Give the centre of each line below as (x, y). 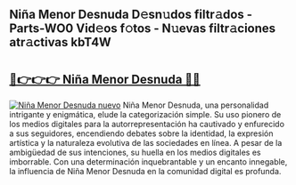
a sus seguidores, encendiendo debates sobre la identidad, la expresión (141, 133)
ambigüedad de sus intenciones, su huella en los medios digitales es (135, 152)
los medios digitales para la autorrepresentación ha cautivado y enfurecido (147, 124)
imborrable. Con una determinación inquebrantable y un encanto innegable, (148, 162)
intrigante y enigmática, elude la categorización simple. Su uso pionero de (145, 114)
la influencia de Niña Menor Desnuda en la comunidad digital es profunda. (145, 171)
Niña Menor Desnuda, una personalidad (196, 105)
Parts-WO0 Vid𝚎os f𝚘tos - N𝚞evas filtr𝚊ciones (143, 29)
